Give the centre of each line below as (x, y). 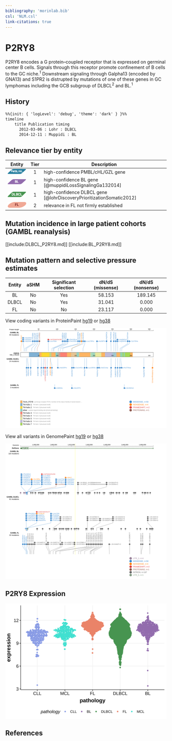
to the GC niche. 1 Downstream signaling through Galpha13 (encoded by (80, 73)
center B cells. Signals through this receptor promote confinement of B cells (85, 67)
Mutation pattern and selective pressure (71, 260)
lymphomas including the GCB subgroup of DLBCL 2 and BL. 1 (69, 85)
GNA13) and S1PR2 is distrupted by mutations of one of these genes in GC (83, 79)
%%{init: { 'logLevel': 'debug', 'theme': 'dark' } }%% (66, 114)
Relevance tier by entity (44, 150)
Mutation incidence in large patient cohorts (76, 224)
